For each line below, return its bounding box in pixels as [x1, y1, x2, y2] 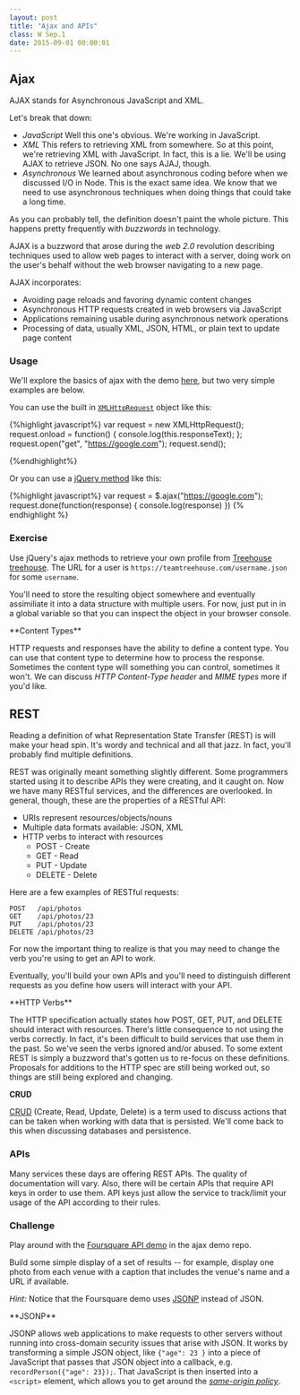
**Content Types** [9, 624, 82, 636]
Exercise [9, 532, 48, 545]
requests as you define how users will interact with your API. [9, 980, 233, 991]
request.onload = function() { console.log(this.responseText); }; [9, 429, 244, 440]
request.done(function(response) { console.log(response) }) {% [9, 500, 244, 511]
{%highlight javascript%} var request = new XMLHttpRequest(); [9, 419, 244, 430]
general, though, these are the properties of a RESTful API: [9, 795, 227, 806]
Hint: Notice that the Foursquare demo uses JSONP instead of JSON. [9, 1294, 264, 1305]
